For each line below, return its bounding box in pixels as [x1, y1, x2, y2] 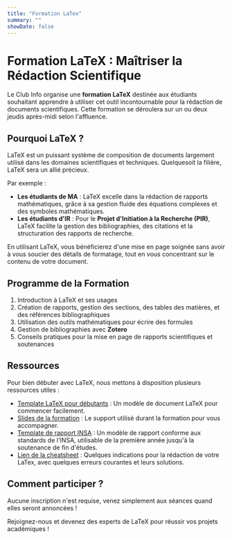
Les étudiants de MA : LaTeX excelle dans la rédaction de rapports [17, 192, 208, 201]
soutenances [17, 340, 55, 348]
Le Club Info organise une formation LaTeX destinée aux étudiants [7, 91, 197, 99]
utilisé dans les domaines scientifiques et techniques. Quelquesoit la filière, [7, 159, 222, 167]
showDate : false [7, 23, 54, 30]
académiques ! [7, 524, 50, 533]
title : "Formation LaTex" [7, 10, 82, 17]
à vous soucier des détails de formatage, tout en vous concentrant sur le [7, 250, 215, 258]
